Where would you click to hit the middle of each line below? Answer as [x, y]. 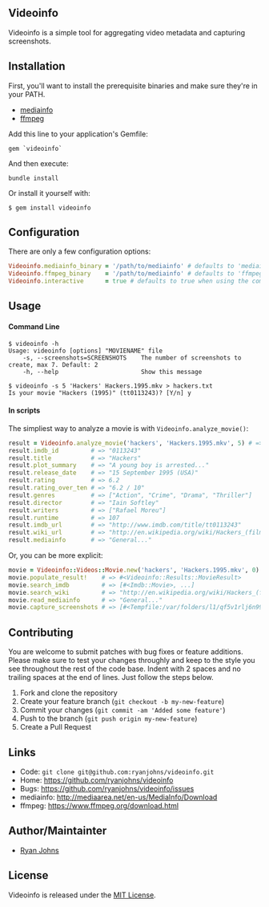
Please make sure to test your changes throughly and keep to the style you [132, 661]
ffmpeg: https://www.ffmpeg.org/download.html [99, 805]
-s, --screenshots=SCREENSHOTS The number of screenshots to [132, 358]
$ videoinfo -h [34, 344]
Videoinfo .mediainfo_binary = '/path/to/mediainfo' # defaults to [121, 266]
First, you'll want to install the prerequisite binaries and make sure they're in [133, 85]
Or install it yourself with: [49, 193]
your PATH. [27, 94]
